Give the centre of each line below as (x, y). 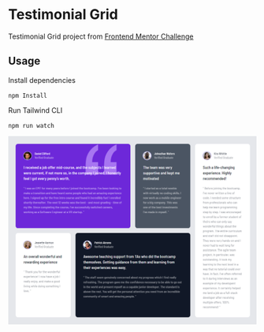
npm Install (28, 95)
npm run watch (32, 125)
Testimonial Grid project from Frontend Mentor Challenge (101, 36)
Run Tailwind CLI (35, 110)
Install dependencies (42, 80)
